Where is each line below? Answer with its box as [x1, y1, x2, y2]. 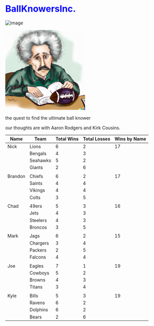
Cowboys [29, 270, 50, 276]
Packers [29, 247, 47, 253]
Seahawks [29, 158, 52, 164]
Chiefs [29, 173, 44, 179]
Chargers [29, 240, 49, 246]
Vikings [29, 187, 46, 193]
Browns [29, 277, 46, 283]
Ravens [29, 300, 45, 306]
